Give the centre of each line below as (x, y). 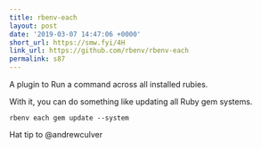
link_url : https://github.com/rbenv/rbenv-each (99, 51)
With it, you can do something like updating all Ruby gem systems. (131, 102)
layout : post (33, 26)
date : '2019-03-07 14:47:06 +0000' (75, 34)
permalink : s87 (37, 59)
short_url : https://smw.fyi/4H (67, 42)
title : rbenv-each (43, 17)
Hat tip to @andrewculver (56, 134)
